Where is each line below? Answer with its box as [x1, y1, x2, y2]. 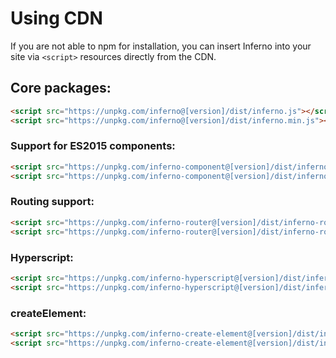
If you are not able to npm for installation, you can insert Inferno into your [10, 40, 312, 52]
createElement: [10, 306, 87, 320]
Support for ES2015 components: [10, 139, 176, 153]
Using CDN [10, 7, 103, 30]
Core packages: [10, 80, 112, 97]
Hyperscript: [10, 250, 74, 264]
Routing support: [10, 195, 95, 209]
